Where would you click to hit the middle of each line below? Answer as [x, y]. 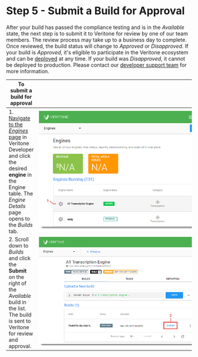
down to [19, 245]
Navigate [19, 118]
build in [17, 302]
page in [18, 137]
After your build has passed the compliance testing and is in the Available [95, 27]
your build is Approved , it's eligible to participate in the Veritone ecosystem [97, 52]
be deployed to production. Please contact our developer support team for [96, 65]
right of [17, 283]
